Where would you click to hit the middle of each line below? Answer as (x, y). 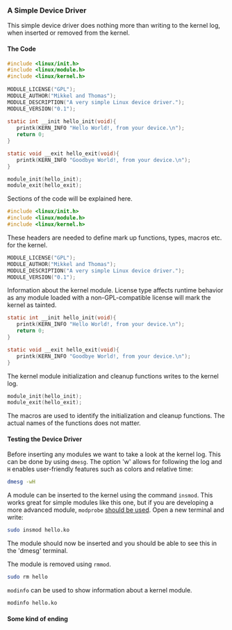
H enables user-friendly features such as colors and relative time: (100, 469)
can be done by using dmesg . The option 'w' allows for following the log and (115, 462)
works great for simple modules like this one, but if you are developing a (110, 503)
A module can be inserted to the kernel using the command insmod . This (110, 495)
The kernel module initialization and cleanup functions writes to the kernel (113, 376)
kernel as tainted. (32, 305)
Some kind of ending (38, 619)
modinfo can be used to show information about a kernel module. (100, 590)
